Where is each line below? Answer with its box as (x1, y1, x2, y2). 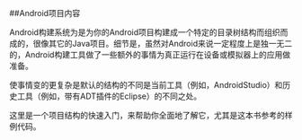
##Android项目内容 (9, 8, 81, 18)
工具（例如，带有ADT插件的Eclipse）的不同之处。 (16, 91, 202, 101)
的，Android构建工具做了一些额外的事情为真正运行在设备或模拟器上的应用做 (9, 49, 290, 60)
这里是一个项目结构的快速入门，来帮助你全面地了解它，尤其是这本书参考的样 (9, 110, 293, 120)
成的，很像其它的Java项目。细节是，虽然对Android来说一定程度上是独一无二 (9, 39, 293, 48)
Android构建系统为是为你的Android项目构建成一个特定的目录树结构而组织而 (9, 27, 289, 38)
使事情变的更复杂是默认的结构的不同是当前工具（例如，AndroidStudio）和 (9, 80, 283, 90)
